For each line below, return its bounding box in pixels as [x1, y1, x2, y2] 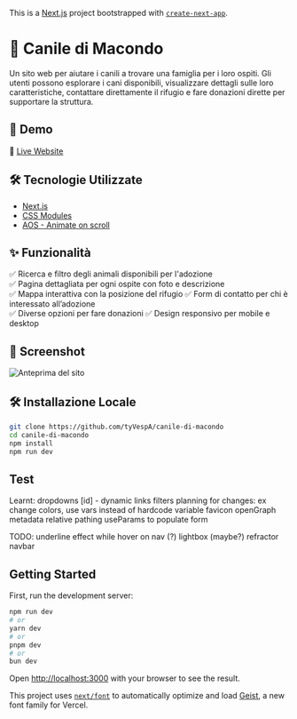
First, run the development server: [9, 590, 134, 601]
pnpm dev [9, 640, 42, 650]
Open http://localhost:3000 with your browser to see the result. [9, 673, 241, 683]
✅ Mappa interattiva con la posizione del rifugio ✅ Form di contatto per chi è [9, 289, 288, 300]
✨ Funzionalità [9, 244, 91, 260]
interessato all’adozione [9, 299, 96, 309]
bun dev [9, 657, 38, 666]
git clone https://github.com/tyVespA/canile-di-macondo [9, 422, 224, 431]
